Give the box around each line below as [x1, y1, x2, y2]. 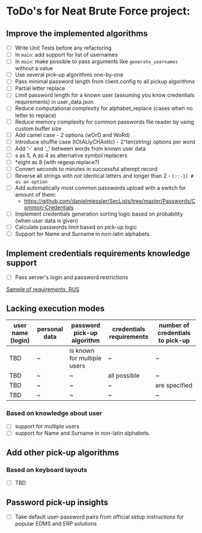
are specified [155, 381, 192, 389]
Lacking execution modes [6, 303, 105, 313]
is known [69, 346, 95, 354]
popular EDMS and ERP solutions [14, 520, 97, 527]
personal [37, 325, 63, 333]
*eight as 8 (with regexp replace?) [14, 158, 100, 165]
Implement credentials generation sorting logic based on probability [14, 210, 183, 218]
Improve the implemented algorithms [6, 28, 148, 39]
